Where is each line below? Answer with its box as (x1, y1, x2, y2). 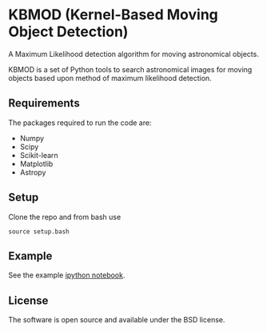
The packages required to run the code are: (8, 118, 152, 128)
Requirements (8, 96, 80, 110)
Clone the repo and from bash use (8, 212, 122, 221)
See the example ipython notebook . (8, 270, 126, 280)
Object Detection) (8, 22, 129, 41)
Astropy (19, 167, 46, 177)
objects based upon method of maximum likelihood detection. (8, 73, 212, 83)
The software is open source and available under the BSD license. (8, 315, 225, 325)
